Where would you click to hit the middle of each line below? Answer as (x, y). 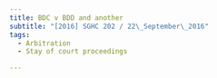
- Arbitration (44, 43)
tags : (20, 34)
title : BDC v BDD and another (67, 18)
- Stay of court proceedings (73, 52)
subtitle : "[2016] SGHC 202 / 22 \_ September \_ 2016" (109, 26)
